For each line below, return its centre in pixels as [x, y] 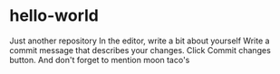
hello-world [54, 16]
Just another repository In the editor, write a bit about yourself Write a [140, 41]
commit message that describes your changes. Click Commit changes [140, 50]
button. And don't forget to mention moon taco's [100, 60]
